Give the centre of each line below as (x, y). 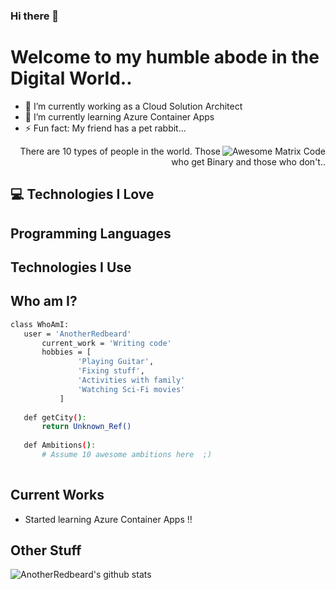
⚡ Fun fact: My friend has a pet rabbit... (105, 128)
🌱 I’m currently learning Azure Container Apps (119, 116)
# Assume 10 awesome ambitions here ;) (127, 455)
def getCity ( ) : (55, 417)
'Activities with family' (131, 380)
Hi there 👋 (35, 16)
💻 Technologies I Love (82, 194)
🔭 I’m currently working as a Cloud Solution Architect (133, 106)
